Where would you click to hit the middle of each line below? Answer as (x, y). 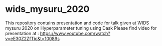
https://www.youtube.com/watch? (75, 33)
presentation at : (22, 33)
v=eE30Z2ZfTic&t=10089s (33, 39)
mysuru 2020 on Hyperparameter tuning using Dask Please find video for (81, 28)
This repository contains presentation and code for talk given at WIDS (77, 23)
